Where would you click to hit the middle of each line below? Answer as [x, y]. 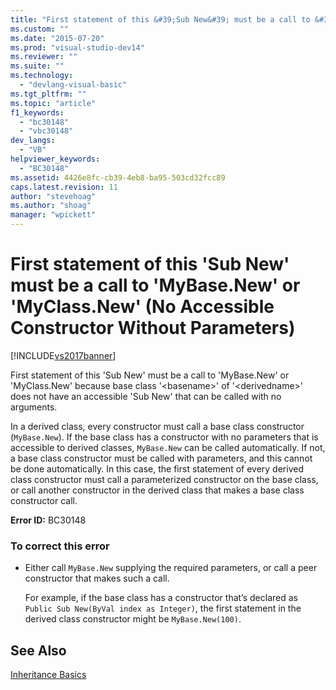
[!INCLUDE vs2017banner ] [63, 355]
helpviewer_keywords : [55, 159]
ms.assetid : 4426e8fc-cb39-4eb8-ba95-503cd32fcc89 [118, 177]
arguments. [34, 407]
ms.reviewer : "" [44, 57]
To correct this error [60, 546]
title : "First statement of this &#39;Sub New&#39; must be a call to [160, 19]
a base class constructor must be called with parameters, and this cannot [161, 458]
